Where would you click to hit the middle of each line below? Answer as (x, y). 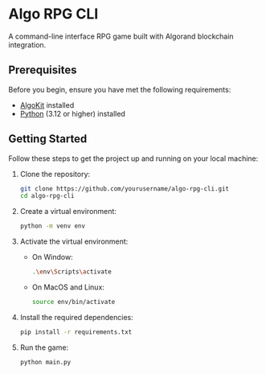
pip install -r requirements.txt (76, 332)
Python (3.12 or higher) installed (73, 113)
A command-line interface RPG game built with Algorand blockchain (121, 36)
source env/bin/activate (74, 302)
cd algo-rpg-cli (47, 196)
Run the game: (44, 347)
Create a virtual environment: (68, 212)
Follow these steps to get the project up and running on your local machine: (133, 158)
